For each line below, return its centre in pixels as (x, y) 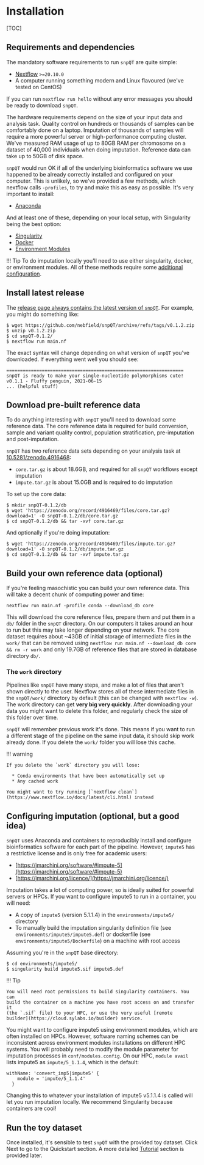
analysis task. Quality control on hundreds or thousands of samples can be (100, 123)
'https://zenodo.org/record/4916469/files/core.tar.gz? (98, 511)
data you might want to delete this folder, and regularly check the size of (97, 711)
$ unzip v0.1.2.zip (31, 331)
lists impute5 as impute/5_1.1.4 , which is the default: (72, 1062)
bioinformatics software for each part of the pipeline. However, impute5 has (100, 847)
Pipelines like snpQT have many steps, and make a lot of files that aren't (95, 685)
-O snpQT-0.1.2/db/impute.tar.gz (81, 549)
